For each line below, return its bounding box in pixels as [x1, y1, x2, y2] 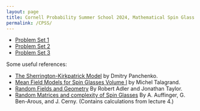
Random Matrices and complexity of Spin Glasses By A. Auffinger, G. [14, 91, 186, 99]
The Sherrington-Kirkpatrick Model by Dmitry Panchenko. [14, 73, 158, 80]
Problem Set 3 [14, 49, 50, 56]
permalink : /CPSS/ [6, 20, 52, 26]
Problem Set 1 [14, 37, 49, 44]
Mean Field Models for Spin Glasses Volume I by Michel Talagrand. [14, 79, 181, 86]
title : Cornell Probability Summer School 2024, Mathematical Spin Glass [6, 14, 195, 20]
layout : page [6, 8, 39, 15]
